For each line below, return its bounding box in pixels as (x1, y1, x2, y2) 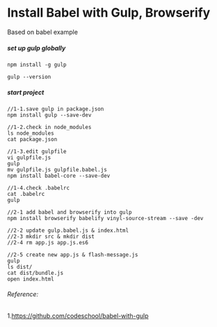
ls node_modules (7, 130, 54, 137)
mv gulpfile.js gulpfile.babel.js (7, 166, 108, 173)
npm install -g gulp (7, 61, 67, 68)
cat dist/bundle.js (7, 269, 64, 276)
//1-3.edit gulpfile (7, 148, 67, 155)
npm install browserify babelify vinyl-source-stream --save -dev (7, 215, 204, 221)
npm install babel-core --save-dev (7, 172, 111, 179)
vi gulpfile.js (7, 154, 51, 161)
